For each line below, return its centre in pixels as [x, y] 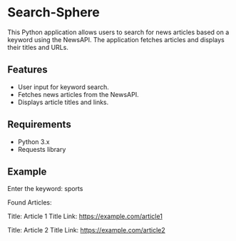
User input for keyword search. [63, 87]
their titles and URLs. [38, 47]
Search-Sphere [53, 12]
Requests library [42, 149]
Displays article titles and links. [63, 102]
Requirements [39, 124]
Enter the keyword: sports [45, 189]
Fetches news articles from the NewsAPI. [78, 94]
